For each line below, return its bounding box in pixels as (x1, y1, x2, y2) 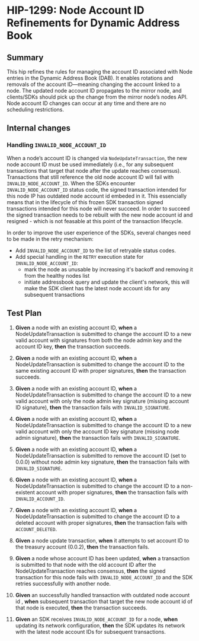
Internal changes (7, 123, 70, 134)
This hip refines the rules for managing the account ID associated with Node (7, 68, 193, 75)
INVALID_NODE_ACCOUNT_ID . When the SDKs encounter (7, 179, 136, 187)
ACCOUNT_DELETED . (15, 525, 57, 532)
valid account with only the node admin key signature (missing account (15, 397, 189, 404)
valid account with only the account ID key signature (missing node (15, 428, 179, 435)
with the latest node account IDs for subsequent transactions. (15, 628, 166, 635)
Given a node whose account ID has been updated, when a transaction (15, 554, 190, 561)
